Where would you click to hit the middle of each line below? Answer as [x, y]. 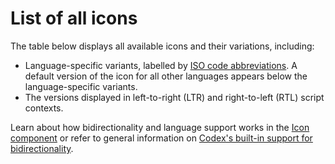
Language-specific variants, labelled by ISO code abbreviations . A [161, 65]
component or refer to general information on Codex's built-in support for [161, 138]
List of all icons [74, 18]
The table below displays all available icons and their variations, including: [162, 46]
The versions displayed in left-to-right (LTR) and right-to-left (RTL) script [174, 97]
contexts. [44, 108]
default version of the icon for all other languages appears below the [166, 76]
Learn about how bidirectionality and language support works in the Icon [160, 127]
